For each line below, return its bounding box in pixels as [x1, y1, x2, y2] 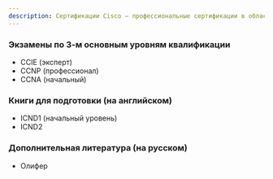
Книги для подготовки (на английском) [8, 94, 172, 106]
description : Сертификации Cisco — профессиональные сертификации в [8, 11, 245, 20]
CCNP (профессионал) [19, 66, 99, 76]
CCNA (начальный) [19, 74, 87, 84]
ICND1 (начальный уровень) [19, 113, 118, 123]
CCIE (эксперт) [19, 57, 73, 67]
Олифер [19, 160, 49, 171]
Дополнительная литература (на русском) [8, 142, 188, 154]
